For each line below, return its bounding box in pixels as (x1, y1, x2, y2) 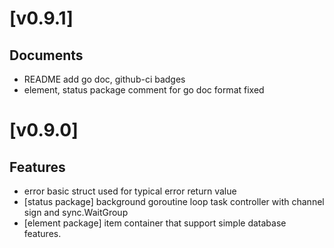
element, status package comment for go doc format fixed (23, 84, 265, 96)
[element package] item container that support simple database (23, 217, 287, 229)
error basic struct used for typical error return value (23, 185, 237, 197)
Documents (9, 47, 84, 64)
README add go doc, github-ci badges (23, 73, 186, 85)
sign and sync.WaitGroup (23, 207, 129, 218)
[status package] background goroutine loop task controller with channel (23, 196, 325, 207)
